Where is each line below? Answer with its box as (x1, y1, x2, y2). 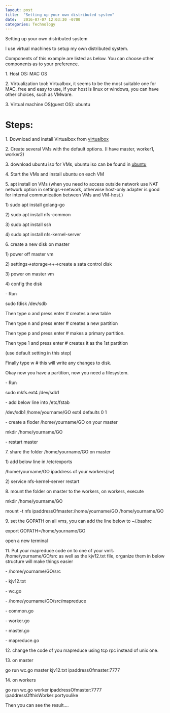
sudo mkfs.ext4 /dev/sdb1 (5, 390, 59, 396)
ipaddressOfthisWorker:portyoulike (5, 692, 79, 699)
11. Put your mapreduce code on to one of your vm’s (5, 548, 114, 554)
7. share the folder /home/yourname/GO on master (5, 449, 111, 455)
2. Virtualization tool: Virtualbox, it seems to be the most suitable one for (5, 81, 156, 87)
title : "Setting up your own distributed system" (5, 12, 115, 17)
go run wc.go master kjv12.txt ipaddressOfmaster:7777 (5, 667, 120, 673)
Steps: (5, 119, 33, 131)
